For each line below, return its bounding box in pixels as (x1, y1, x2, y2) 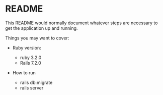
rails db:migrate (20, 79, 53, 85)
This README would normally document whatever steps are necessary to (5, 20, 158, 26)
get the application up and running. (5, 25, 78, 31)
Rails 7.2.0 (20, 60, 41, 66)
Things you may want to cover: (5, 35, 69, 41)
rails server (20, 84, 44, 91)
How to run (12, 69, 36, 76)
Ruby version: (12, 44, 41, 51)
